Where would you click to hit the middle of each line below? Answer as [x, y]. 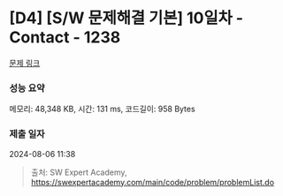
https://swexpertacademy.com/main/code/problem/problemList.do [153, 182]
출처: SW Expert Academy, [79, 172]
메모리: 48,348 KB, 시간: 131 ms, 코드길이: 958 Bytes [103, 109]
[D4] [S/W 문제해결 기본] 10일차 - [126, 18]
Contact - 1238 [65, 38]
